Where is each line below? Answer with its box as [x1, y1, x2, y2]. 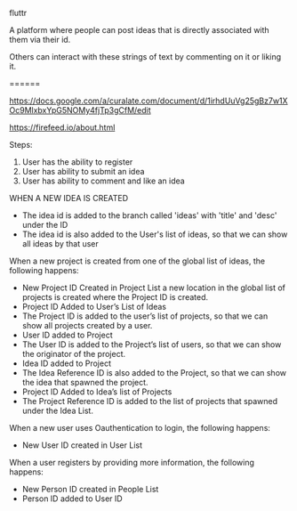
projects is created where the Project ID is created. [21, 292, 209, 302]
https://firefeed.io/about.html [9, 122, 116, 133]
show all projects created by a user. [21, 320, 153, 330]
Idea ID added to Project [21, 358, 111, 369]
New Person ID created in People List [21, 484, 159, 494]
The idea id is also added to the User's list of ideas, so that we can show [21, 229, 288, 239]
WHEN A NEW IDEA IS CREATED [9, 193, 129, 203]
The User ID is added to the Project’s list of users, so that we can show [21, 339, 282, 350]
